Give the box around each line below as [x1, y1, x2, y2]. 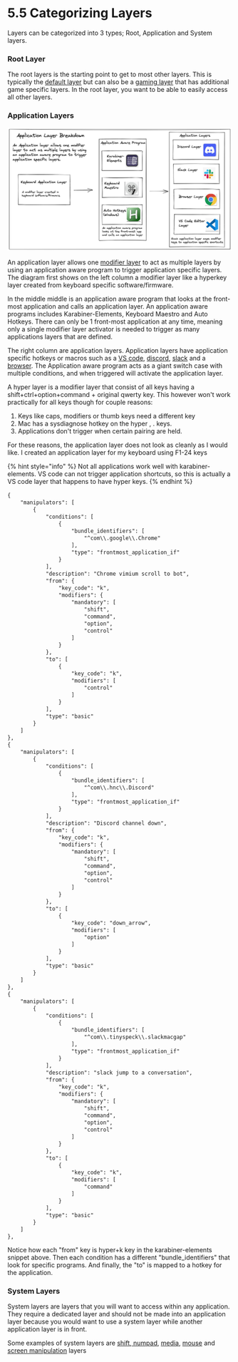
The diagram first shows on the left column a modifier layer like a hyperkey [7, 273, 227, 282]
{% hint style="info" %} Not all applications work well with [7, 462, 178, 470]
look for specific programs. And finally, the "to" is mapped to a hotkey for [7, 1260, 222, 1269]
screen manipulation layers [7, 1346, 87, 1355]
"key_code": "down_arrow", [71, 919, 152, 927]
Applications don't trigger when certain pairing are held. [17, 426, 183, 435]
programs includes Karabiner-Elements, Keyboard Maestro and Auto [7, 309, 208, 318]
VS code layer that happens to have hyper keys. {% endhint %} [7, 477, 193, 485]
